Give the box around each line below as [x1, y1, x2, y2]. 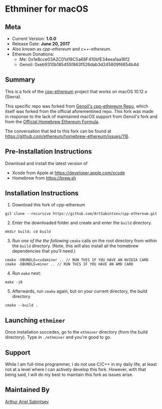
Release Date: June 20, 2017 [12, 41, 70, 47]
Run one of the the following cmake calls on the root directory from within [12, 238, 157, 244]
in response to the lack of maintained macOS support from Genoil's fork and [5, 113, 158, 119]
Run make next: [12, 270, 41, 276]
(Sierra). [5, 93, 22, 99]
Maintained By [5, 386, 50, 394]
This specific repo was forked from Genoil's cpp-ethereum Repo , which [5, 103, 148, 109]
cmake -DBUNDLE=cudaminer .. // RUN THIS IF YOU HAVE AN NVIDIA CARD [5, 258, 149, 262]
